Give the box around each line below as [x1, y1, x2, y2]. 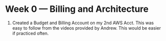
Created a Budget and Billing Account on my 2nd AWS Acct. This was [12, 20, 154, 26]
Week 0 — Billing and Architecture [5, 3, 149, 15]
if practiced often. [12, 30, 49, 36]
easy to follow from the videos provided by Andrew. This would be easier [12, 25, 161, 31]
